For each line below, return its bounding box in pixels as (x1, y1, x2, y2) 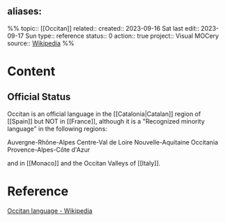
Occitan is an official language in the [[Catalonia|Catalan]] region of (7, 110, 201, 118)
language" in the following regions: (7, 124, 107, 133)
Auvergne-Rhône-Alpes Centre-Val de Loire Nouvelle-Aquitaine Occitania (7, 138, 218, 146)
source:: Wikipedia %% (7, 38, 75, 47)
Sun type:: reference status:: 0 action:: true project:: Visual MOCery (25, 31, 219, 40)
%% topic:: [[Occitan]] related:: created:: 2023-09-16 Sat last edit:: (7, 24, 200, 32)
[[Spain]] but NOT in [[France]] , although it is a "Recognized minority (7, 117, 205, 125)
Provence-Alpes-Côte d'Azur (7, 145, 91, 154)
